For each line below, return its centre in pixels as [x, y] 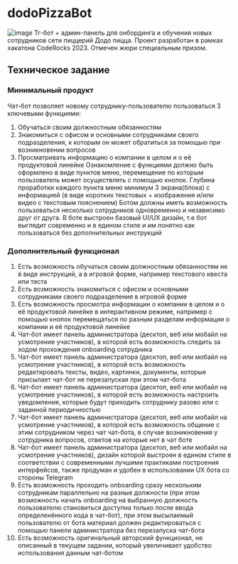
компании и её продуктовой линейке [74, 326]
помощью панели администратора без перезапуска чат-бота [111, 530]
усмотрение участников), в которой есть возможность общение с [119, 424]
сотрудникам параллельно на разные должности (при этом [109, 492]
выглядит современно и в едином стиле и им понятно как [106, 225]
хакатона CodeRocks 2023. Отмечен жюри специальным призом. [107, 48]
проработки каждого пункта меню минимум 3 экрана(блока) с [114, 187]
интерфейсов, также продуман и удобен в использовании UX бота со [123, 470]
